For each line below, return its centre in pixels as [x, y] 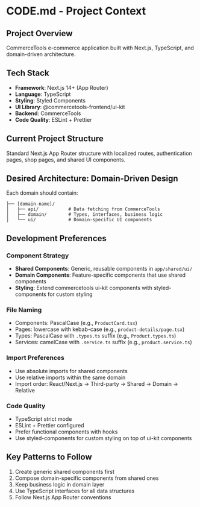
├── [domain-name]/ [31, 204]
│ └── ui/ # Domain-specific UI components [79, 220]
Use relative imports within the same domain [70, 377]
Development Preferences [57, 238]
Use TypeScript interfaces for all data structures [75, 491]
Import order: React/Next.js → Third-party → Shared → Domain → [97, 383]
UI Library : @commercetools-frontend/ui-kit [70, 107]
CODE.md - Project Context [76, 11]
